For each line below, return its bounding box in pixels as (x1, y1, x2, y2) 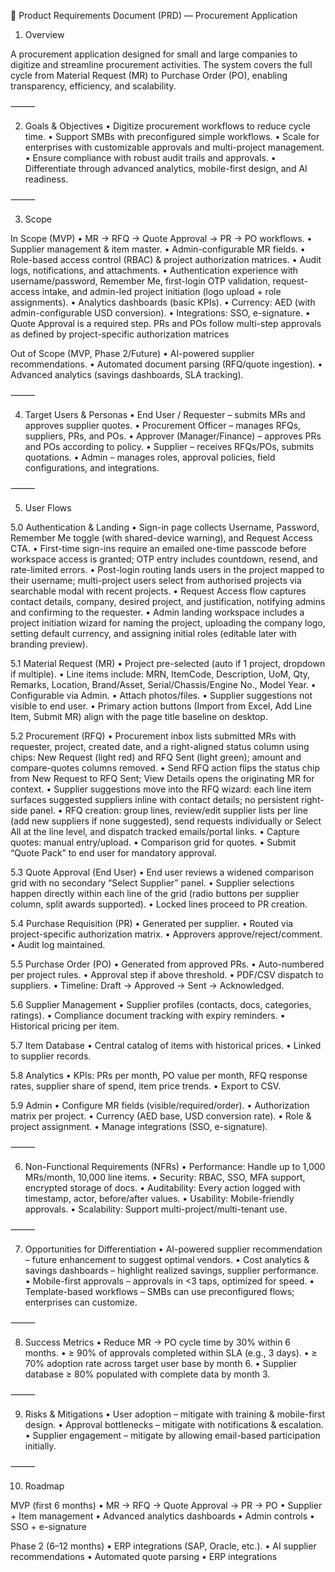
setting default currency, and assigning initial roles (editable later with (10, 628, 297, 639)
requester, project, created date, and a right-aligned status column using (10, 741, 310, 752)
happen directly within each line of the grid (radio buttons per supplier (10, 888, 300, 899)
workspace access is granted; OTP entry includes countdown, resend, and (10, 553, 318, 565)
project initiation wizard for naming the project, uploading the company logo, (10, 617, 326, 629)
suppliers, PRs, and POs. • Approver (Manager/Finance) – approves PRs (24, 430, 322, 442)
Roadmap (24, 1480, 65, 1492)
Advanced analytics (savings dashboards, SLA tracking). (10, 369, 244, 380)
